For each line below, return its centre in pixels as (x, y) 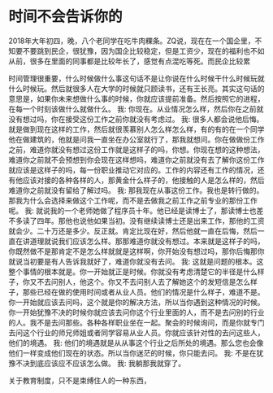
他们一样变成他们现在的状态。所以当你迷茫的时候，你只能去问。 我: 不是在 (132, 353)
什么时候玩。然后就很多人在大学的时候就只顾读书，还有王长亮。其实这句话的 (136, 88)
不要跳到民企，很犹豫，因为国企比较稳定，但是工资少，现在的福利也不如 (143, 50)
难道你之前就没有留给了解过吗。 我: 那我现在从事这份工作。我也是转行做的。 (136, 190)
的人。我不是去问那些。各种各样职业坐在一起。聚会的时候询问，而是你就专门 (136, 322)
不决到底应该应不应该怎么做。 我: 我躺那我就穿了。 (100, 363)
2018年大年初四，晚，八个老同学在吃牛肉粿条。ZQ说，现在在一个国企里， (132, 41)
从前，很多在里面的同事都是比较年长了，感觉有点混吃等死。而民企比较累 (129, 61)
